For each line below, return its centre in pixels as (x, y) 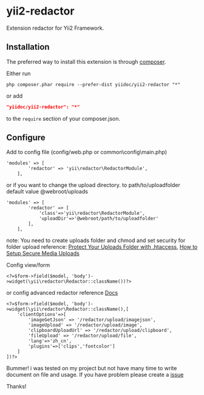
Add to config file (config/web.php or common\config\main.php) (87, 152)
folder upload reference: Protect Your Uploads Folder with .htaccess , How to (102, 247)
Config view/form (28, 265)
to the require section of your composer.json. (63, 118)
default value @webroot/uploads (47, 192)
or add (15, 96)
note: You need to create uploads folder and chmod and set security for (96, 240)
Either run (19, 73)
